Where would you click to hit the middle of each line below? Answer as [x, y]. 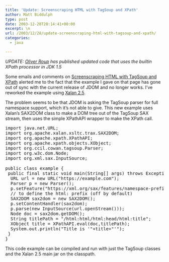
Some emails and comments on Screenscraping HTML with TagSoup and [81, 77]
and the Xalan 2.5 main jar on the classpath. [51, 254]
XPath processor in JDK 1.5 [33, 67]
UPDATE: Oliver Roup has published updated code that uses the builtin [79, 61]
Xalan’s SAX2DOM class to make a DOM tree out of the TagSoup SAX [77, 113]
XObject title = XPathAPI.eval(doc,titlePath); [70, 224]
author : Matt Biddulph [29, 15]
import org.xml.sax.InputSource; [47, 158]
